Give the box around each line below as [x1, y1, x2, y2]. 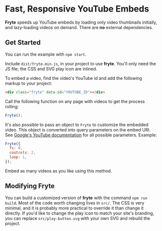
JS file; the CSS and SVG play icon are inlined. [5, 66, 97, 72]
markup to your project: [5, 80, 52, 86]
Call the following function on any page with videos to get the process [5, 98, 145, 104]
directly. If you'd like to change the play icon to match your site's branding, [5, 210, 154, 216]
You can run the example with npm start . [5, 51, 86, 57]
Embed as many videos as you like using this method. [5, 168, 113, 173]
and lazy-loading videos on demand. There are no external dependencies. [5, 24, 153, 30]
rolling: [5, 103, 19, 109]
